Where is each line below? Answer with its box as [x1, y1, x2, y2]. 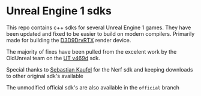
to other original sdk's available [6, 72, 84, 79]
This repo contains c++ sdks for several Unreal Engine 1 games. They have [6, 24, 191, 31]
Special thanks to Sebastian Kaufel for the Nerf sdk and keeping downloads [6, 66, 193, 73]
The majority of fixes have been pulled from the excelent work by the [6, 48, 177, 55]
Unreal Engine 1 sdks [6, 4, 112, 18]
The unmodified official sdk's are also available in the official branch [6, 83, 180, 91]
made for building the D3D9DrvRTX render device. [6, 36, 131, 44]
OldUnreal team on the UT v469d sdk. [6, 54, 101, 61]
